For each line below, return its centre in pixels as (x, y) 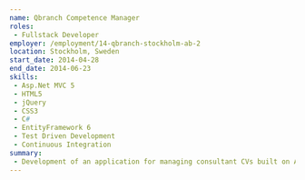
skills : (24, 77)
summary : (26, 153)
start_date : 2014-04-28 (54, 60)
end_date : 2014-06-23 (50, 69)
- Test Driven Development (64, 136)
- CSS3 (26, 111)
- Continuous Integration (62, 145)
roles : (22, 26)
